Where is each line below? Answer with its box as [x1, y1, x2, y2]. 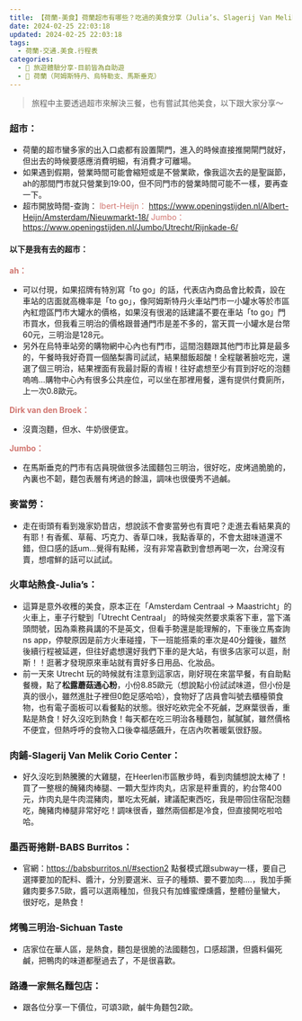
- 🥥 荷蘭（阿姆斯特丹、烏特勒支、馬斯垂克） [17, 72, 161, 81]
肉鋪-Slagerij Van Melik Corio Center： [9, 748, 182, 761]
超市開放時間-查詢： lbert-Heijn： [22, 201, 147, 211]
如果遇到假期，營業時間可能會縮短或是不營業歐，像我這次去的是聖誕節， [22, 167, 290, 178]
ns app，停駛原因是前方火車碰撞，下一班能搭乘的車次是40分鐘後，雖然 [22, 634, 287, 645]
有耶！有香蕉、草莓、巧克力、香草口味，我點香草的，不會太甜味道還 [22, 532, 275, 542]
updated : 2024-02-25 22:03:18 [9, 30, 123, 39]
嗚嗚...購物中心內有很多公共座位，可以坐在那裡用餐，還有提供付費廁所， [22, 374, 289, 385]
